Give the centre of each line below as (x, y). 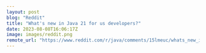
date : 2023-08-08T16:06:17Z (42, 29)
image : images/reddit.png (39, 35)
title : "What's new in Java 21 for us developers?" (74, 23)
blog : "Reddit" (26, 18)
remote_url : (21, 40)
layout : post (23, 12)
